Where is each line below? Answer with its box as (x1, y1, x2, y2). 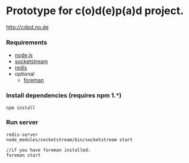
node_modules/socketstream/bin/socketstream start (6, 137, 133, 142)
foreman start (6, 152, 41, 158)
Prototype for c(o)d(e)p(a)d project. (6, 4, 184, 18)
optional (14, 71, 35, 78)
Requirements (6, 38, 48, 46)
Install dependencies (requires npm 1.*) (6, 91, 122, 99)
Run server (6, 118, 38, 127)
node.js (14, 52, 34, 59)
